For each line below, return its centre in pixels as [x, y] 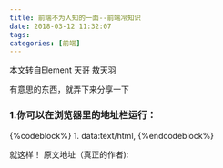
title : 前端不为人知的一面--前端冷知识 [75, 18]
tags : [20, 35]
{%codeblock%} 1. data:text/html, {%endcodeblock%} [112, 135]
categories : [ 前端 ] [45, 43]
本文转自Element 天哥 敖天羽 [63, 70]
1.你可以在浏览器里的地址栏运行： [83, 115]
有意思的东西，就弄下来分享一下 [69, 89]
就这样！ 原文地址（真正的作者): [69, 154]
